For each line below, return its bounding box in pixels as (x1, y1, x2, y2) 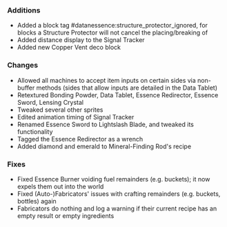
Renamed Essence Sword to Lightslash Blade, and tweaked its (17, 120, 195, 128)
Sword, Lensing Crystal (17, 98, 84, 106)
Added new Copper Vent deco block (17, 43, 121, 52)
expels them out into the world (17, 182, 104, 190)
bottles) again (17, 197, 57, 205)
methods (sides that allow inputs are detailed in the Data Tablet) (36, 83, 217, 92)
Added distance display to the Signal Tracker (17, 36, 145, 44)
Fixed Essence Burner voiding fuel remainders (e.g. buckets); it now (17, 175, 210, 183)
